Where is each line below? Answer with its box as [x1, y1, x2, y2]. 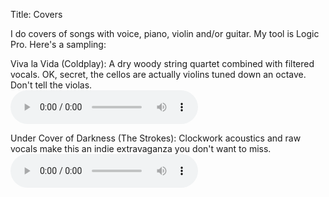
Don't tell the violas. [10, 79, 93, 91]
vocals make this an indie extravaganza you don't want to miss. [10, 143, 272, 154]
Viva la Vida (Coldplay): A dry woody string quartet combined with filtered [10, 58, 315, 69]
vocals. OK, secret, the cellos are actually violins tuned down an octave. [10, 69, 307, 80]
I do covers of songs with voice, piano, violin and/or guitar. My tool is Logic [10, 28, 320, 39]
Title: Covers [10, 9, 63, 20]
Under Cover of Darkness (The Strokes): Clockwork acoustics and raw [10, 132, 302, 144]
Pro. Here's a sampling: [10, 39, 107, 50]
